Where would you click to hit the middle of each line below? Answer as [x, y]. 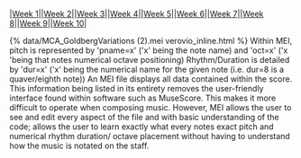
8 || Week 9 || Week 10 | [48, 23]
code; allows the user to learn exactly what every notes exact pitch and [141, 127]
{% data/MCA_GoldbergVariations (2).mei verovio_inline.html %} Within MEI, [151, 41]
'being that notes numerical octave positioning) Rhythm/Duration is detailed [150, 60]
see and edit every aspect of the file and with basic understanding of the [144, 117]
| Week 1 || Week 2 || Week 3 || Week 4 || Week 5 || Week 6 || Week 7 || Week [137, 14]
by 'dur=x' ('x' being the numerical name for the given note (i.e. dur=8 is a [147, 69]
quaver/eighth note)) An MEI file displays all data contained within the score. [151, 79]
